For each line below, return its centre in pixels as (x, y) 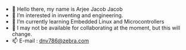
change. (22, 34)
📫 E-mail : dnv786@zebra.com (50, 41)
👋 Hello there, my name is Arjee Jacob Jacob (67, 9)
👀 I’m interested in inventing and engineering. (67, 15)
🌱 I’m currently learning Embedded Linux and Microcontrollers (88, 21)
